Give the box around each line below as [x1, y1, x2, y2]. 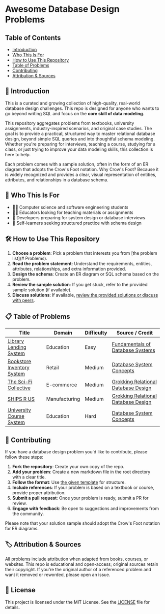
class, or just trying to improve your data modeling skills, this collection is [5, 146, 153, 152]
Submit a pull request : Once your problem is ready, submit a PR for [12, 495, 149, 501]
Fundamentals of [112, 341, 151, 348]
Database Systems [112, 347, 156, 354]
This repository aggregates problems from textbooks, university [5, 120, 134, 126]
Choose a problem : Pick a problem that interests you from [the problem [12, 250, 157, 256]
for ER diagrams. [5, 526, 39, 532]
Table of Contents [5, 34, 61, 42]
